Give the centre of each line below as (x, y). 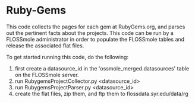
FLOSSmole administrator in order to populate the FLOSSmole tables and (95, 39)
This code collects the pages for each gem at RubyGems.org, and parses (96, 27)
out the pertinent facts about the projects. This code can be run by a (90, 33)
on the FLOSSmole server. (47, 75)
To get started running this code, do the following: (67, 57)
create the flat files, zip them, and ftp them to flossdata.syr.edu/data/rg (101, 94)
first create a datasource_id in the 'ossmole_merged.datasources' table (102, 68)
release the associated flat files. (45, 46)
